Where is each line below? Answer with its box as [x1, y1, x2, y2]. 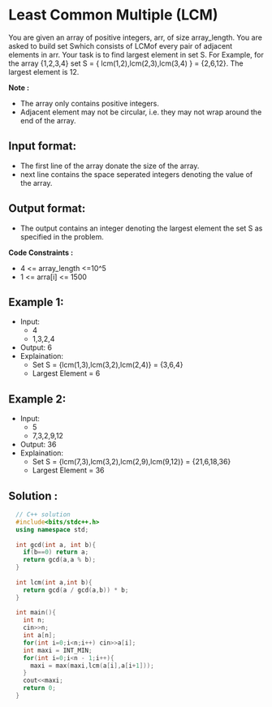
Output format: [8, 201, 86, 216]
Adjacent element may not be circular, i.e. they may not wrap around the [19, 107, 262, 117]
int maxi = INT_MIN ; [23, 646, 93, 654]
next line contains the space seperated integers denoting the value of [19, 169, 253, 179]
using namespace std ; [15, 525, 89, 533]
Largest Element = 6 [32, 369, 101, 378]
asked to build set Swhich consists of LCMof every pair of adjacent [8, 41, 233, 50]
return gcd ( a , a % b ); [23, 556, 96, 564]
